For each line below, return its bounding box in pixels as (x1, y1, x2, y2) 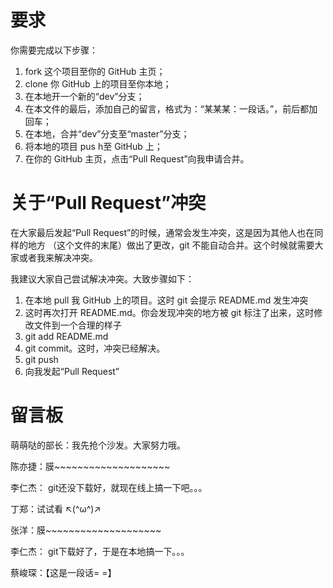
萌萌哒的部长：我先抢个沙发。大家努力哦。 (10, 439, 186, 451)
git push (24, 353, 59, 365)
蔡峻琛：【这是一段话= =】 (10, 566, 117, 578)
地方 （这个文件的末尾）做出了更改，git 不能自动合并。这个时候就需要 (27, 239, 315, 251)
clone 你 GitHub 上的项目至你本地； (24, 77, 172, 90)
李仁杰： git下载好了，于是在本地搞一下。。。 (10, 545, 190, 557)
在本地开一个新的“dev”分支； (24, 90, 145, 102)
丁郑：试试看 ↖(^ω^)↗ (10, 502, 102, 515)
